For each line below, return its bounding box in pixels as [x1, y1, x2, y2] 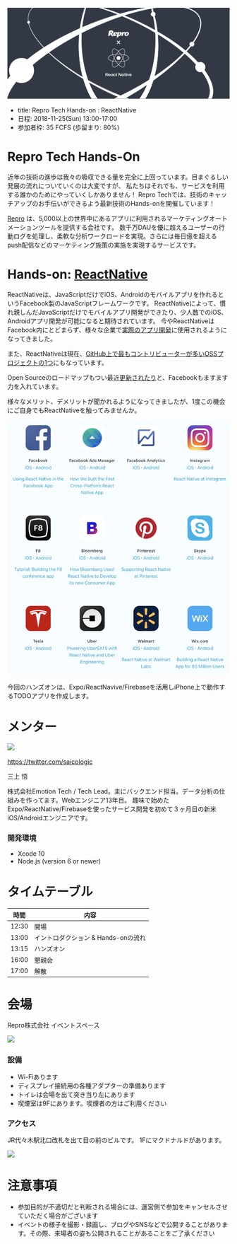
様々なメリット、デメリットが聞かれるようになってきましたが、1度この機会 [7, 397, 226, 406]
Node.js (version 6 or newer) [17, 857, 101, 866]
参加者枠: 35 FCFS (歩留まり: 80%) [17, 123, 120, 132]
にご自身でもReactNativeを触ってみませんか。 [7, 406, 141, 414]
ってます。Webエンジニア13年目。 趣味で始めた [31, 796, 170, 804]
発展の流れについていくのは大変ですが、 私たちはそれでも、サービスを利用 [7, 182, 225, 190]
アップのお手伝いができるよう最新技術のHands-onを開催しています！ [13, 199, 215, 208]
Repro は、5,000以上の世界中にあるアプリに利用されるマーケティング [7, 214, 209, 223]
